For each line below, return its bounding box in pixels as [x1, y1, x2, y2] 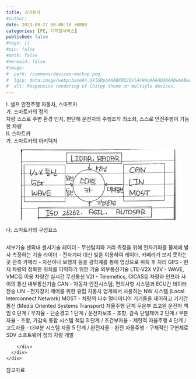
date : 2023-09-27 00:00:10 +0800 [6, 22, 87, 27]
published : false [6, 34, 48, 40]
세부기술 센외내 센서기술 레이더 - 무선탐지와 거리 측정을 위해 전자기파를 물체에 [6, 244, 183, 251]
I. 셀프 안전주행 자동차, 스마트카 [6, 101, 78, 108]
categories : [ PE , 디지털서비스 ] [6, 28, 78, 34]
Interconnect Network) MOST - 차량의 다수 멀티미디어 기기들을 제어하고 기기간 [6, 295, 188, 302]
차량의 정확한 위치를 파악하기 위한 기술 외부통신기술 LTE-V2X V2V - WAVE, [12, 266, 185, 273]
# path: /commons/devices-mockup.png [6, 71, 100, 77]
